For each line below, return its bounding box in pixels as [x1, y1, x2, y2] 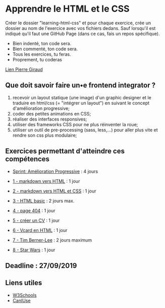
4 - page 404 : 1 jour [12, 207, 56, 213]
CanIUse [12, 297, 31, 303]
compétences [5, 155, 49, 164]
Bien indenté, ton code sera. [12, 40, 72, 46]
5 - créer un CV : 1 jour [12, 217, 60, 223]
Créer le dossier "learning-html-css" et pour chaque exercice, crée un [5, 20, 151, 26]
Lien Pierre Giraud [5, 66, 43, 72]
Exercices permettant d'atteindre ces [5, 147, 125, 156]
